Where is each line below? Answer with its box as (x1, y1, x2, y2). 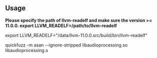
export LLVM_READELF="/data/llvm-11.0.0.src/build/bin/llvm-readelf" (5, 32, 147, 38)
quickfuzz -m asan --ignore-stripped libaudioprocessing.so (5, 42, 128, 48)
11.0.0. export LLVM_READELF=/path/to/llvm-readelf (5, 22, 117, 28)
